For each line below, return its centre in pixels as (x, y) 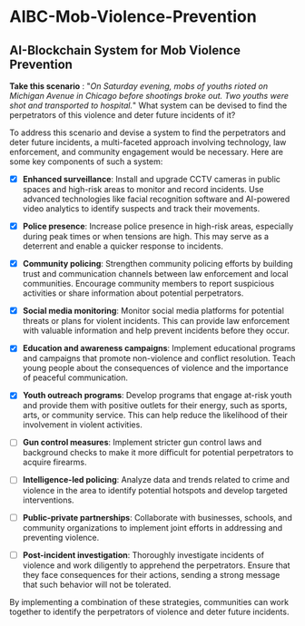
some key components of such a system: (86, 161)
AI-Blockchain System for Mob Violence (125, 50)
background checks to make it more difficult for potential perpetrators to (158, 453)
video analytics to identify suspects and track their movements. (141, 209)
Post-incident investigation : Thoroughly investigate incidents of (143, 554)
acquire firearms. (54, 462)
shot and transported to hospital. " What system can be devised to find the (148, 105)
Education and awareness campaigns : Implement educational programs (159, 348)
